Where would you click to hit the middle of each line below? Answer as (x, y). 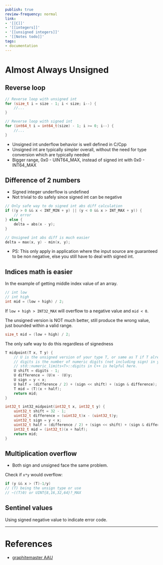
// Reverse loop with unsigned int (41, 99)
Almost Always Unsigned (57, 70)
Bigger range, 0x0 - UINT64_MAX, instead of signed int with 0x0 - (78, 160)
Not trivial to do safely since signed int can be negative (67, 197)
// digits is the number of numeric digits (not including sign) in (84, 362)
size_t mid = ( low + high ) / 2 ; (38, 334)
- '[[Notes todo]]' (25, 37)
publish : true (19, 9)
